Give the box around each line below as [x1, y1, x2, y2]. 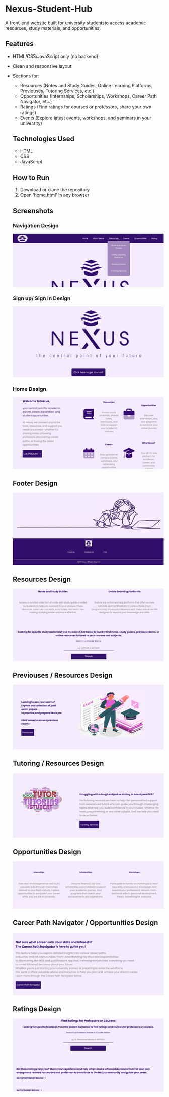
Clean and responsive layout [12, 63, 72, 69]
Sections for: [12, 73, 39, 79]
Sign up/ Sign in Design [12, 295, 71, 302]
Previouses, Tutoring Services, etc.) [20, 88, 95, 94]
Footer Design [12, 479, 58, 487]
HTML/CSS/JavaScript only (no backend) [12, 53, 99, 59]
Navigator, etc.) [20, 98, 52, 104]
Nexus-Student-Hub [5, 3, 93, 15]
